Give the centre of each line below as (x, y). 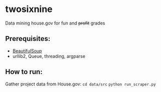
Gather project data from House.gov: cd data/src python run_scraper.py (80, 84)
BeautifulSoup (27, 50)
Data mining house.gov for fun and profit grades (55, 23)
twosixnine (29, 9)
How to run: (24, 72)
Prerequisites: (28, 39)
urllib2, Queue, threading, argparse (49, 56)
